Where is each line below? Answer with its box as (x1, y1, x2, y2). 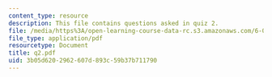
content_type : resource (8, 11, 89, 20)
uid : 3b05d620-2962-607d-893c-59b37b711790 (8, 57, 158, 65)
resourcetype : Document (8, 42, 89, 50)
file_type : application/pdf (8, 34, 104, 43)
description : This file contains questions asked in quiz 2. (8, 19, 219, 27)
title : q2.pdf (8, 49, 57, 57)
